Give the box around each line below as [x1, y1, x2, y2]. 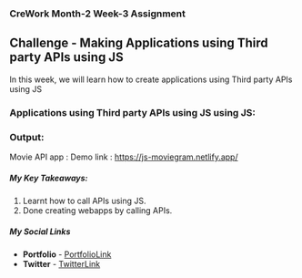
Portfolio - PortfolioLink [22, 249, 112, 260]
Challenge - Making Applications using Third [9, 36, 268, 51]
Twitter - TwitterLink [22, 258, 101, 269]
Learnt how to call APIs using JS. [22, 195, 147, 206]
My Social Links [9, 226, 71, 237]
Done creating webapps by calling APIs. [22, 204, 173, 216]
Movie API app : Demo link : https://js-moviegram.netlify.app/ [9, 151, 238, 162]
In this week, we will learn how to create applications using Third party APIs [9, 74, 293, 85]
